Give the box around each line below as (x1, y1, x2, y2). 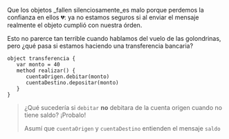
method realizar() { (16, 67, 76, 74)
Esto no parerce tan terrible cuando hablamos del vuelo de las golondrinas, (7, 35, 221, 42)
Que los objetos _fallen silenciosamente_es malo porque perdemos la (7, 6, 204, 14)
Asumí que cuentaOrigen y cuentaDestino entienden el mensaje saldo (24, 124, 221, 132)
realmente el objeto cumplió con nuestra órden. (7, 21, 143, 29)
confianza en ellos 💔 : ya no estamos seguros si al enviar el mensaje (7, 13, 199, 21)
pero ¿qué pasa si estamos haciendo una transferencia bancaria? (7, 41, 194, 50)
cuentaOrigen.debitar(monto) (25, 73, 110, 80)
